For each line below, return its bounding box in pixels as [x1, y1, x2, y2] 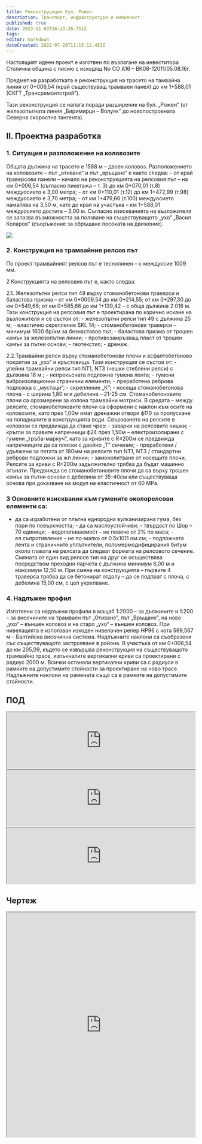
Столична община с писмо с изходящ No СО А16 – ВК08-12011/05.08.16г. [6, 65, 191, 72]
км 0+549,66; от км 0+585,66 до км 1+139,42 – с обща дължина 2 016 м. [6, 302, 191, 309]
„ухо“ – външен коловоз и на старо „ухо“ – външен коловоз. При [6, 621, 170, 628]
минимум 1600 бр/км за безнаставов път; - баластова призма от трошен [6, 327, 193, 335]
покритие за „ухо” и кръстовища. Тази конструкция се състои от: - [6, 358, 177, 366]
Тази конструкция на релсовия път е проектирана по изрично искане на [6, 308, 192, 315]
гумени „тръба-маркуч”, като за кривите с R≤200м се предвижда [6, 435, 175, 442]
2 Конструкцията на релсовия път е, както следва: [6, 278, 136, 285]
